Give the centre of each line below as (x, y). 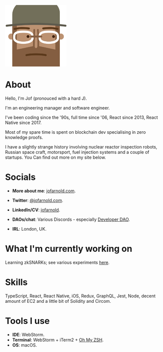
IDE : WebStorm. (28, 334)
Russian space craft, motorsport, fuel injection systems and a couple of (77, 152)
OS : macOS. (25, 345)
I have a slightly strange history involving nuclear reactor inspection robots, (81, 147)
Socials (20, 177)
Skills (16, 282)
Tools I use (27, 321)
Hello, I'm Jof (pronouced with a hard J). (46, 98)
